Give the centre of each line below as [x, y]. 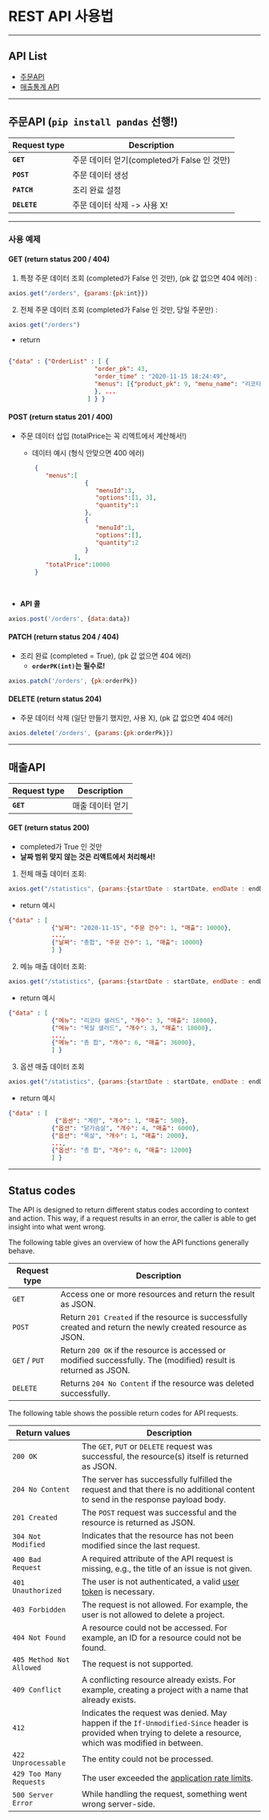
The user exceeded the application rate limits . [167, 1778]
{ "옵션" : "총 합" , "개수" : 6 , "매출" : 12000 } [121, 1151]
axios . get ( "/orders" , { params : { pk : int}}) [78, 293]
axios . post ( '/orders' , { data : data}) [69, 619]
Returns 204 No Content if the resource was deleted [157, 1383]
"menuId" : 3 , [115, 490]
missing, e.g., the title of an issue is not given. [167, 1569]
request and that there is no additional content [168, 1489]
